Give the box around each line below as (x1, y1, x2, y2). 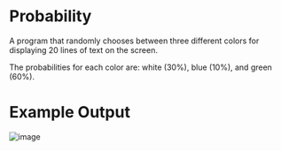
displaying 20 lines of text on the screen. (9, 44, 158, 55)
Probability (9, 6, 92, 26)
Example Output (9, 102, 131, 123)
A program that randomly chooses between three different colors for (9, 35, 260, 46)
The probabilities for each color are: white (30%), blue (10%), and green (9, 62, 273, 72)
